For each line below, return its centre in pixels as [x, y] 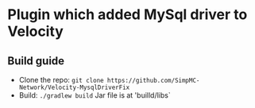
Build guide [36, 61]
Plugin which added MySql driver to [127, 15]
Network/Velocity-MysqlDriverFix [74, 87]
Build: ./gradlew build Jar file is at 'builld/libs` [95, 95]
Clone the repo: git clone [61, 80]
